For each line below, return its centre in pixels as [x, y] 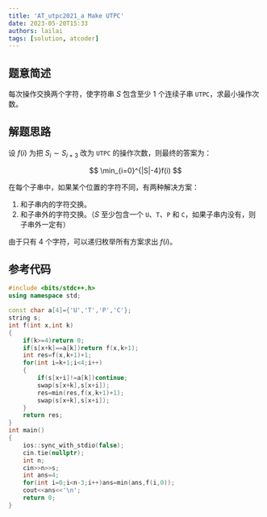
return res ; [43, 415]
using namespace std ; [45, 296]
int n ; [34, 461]
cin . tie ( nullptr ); [54, 452]
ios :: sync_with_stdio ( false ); [74, 445]
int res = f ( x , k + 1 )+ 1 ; [57, 356]
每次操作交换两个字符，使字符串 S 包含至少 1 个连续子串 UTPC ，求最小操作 [130, 94]
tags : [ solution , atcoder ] [54, 38]
